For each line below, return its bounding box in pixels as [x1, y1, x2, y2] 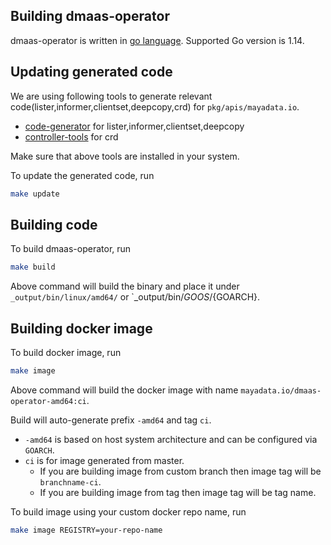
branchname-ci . [39, 475, 102, 488]
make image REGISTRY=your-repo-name [10, 525, 163, 535]
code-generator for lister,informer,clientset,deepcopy [24, 120, 245, 132]
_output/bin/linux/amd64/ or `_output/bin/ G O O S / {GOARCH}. [10, 291, 261, 303]
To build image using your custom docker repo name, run [10, 505, 247, 518]
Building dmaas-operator [10, 8, 170, 25]
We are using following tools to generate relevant [10, 90, 213, 102]
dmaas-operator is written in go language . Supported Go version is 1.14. [10, 34, 305, 46]
